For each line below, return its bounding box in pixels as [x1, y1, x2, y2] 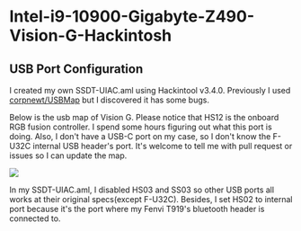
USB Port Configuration [9, 61, 144, 76]
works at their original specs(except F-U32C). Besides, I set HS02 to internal [9, 194, 293, 204]
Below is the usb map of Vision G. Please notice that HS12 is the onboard [9, 112, 279, 122]
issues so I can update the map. [9, 150, 128, 161]
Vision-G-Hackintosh [9, 25, 173, 46]
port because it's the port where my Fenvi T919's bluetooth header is [9, 204, 265, 214]
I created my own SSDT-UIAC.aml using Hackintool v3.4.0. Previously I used [9, 85, 291, 95]
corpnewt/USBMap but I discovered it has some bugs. [9, 94, 209, 105]
